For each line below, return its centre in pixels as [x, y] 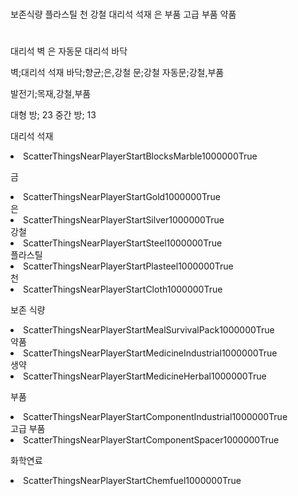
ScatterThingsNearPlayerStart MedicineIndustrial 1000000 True [150, 353]
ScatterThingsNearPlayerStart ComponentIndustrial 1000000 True [155, 417]
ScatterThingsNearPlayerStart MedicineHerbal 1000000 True [145, 376]
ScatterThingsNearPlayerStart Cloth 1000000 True [123, 289]
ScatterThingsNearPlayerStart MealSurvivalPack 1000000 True [149, 330]
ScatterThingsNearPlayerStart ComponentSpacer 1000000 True [151, 440]
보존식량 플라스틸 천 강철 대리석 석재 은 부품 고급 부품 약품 [123, 14]
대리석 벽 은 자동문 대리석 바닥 [69, 51]
